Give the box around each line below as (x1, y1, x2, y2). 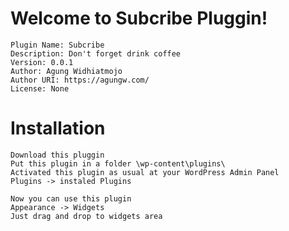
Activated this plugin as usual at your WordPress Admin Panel (10, 167, 280, 177)
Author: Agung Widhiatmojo (10, 66, 123, 76)
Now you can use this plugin (10, 193, 132, 204)
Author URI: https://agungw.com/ (10, 75, 150, 85)
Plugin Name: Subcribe (10, 40, 105, 50)
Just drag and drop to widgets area (10, 211, 163, 221)
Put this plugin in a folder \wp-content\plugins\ (10, 158, 226, 169)
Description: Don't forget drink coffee (10, 48, 182, 59)
